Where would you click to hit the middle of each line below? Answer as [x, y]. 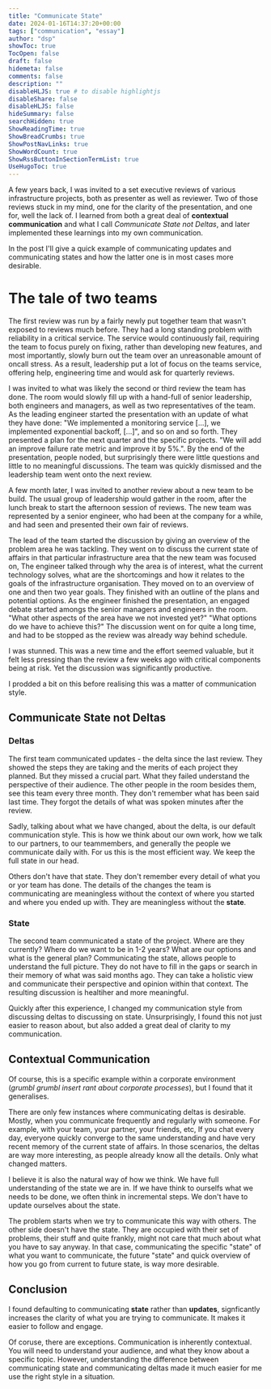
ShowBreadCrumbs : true [47, 136]
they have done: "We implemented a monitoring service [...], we [114, 423]
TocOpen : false [34, 54]
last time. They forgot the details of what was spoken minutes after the [126, 802]
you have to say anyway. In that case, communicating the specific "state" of [135, 1246]
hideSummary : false [41, 114]
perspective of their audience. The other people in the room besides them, [133, 784]
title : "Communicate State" [56, 16]
